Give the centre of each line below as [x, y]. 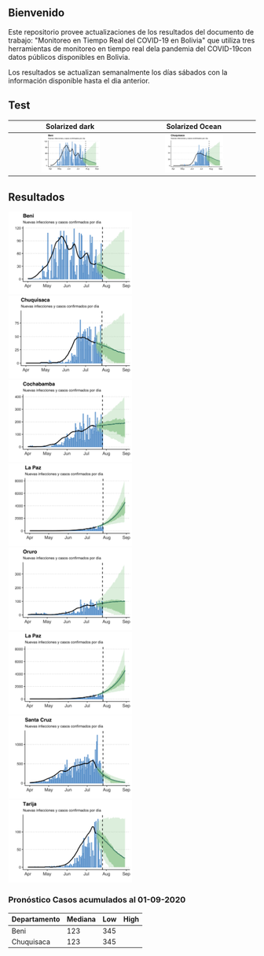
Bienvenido [37, 13]
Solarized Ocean [194, 127]
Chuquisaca [31, 941]
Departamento [36, 919]
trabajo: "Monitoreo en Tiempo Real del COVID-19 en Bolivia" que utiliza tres [132, 40]
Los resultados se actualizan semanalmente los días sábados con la [118, 72]
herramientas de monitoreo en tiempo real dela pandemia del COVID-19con [130, 48]
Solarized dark [70, 127]
